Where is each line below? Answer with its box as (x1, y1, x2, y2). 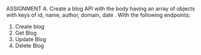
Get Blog (14, 29, 37, 36)
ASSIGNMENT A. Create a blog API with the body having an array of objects (6, 5, 195, 12)
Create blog (14, 23, 45, 30)
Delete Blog (14, 42, 44, 49)
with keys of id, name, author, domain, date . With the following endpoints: (6, 11, 191, 19)
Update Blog (14, 36, 46, 42)
